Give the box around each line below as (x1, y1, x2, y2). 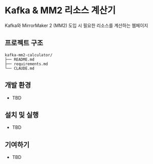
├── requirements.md (5, 61, 49, 67)
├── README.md (5, 57, 35, 62)
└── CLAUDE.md (5, 65, 35, 71)
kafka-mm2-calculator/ (5, 52, 53, 57)
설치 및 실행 (5, 110, 39, 119)
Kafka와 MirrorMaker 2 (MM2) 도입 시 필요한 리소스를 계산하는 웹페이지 (5, 22, 148, 28)
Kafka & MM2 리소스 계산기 (5, 5, 116, 16)
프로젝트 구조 (5, 39, 44, 47)
